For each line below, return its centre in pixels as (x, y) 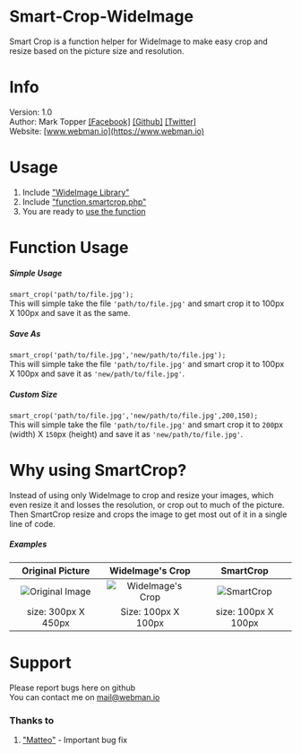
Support (40, 662)
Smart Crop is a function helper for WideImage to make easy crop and (139, 41)
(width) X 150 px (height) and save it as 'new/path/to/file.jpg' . (126, 434)
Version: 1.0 (31, 112)
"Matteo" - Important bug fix (75, 740)
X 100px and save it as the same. (70, 312)
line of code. (32, 523)
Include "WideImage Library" (76, 192)
